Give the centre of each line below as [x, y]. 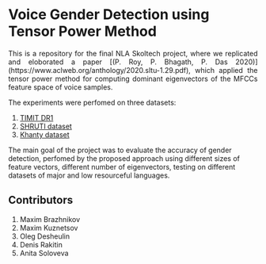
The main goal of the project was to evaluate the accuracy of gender [120, 150]
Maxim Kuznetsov [49, 228]
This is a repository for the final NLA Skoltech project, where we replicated [133, 53]
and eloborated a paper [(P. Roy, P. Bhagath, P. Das [118, 62]
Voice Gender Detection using [109, 15]
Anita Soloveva [44, 253]
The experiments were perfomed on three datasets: [92, 102]
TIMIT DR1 [36, 117]
